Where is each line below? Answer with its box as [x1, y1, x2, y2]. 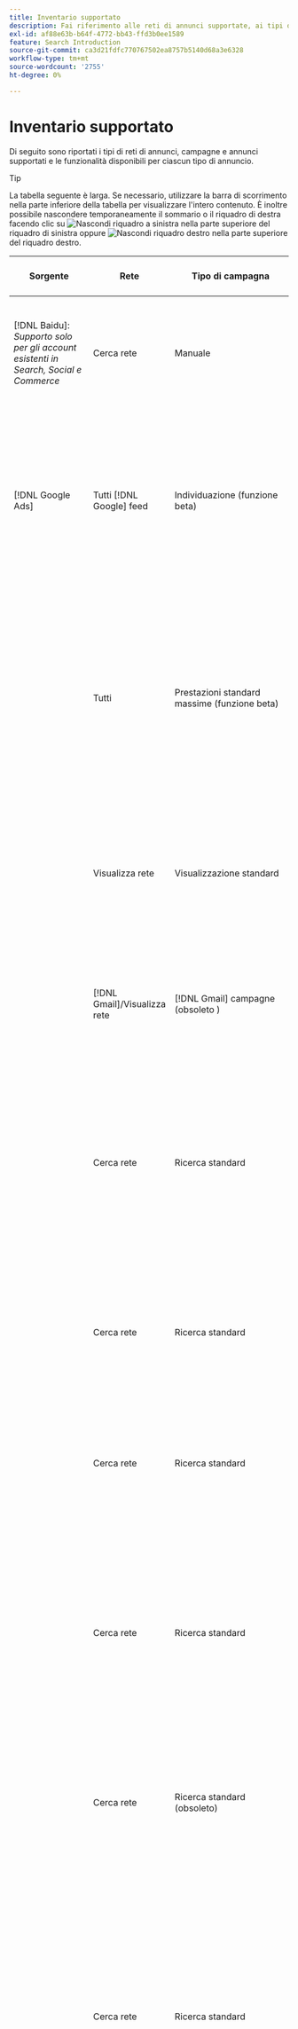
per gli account [13, 342, 77, 354]
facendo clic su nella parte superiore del [9, 218, 271, 229]
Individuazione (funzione [174, 489, 278, 501]
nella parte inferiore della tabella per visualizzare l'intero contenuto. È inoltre [9, 199, 288, 209]
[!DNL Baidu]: [13, 319, 70, 332]
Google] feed [92, 500, 148, 513]
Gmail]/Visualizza [92, 998, 167, 1011]
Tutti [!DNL [92, 489, 139, 501]
